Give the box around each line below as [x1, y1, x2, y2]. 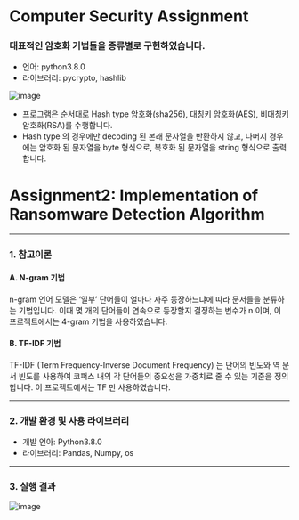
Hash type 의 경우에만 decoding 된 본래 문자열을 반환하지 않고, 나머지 [21, 131, 268, 142]
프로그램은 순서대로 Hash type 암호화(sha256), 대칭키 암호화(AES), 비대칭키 [21, 109, 289, 119]
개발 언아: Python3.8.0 [21, 436, 102, 447]
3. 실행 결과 [9, 480, 56, 492]
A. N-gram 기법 [9, 272, 65, 282]
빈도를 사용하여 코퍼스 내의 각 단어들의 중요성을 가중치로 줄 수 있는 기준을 [18, 370, 273, 381]
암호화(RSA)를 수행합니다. [21, 120, 113, 131]
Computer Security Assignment [9, 6, 249, 27]
